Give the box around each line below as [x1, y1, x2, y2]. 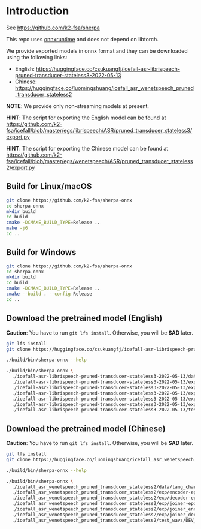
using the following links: [6, 53, 68, 61]
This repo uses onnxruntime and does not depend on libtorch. [6, 35, 159, 43]
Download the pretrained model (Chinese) [6, 423, 166, 434]
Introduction [6, 4, 69, 18]
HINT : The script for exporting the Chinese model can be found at [6, 145, 169, 152]
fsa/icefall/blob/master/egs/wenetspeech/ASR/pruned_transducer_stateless [6, 157, 193, 164]
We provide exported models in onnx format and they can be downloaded [6, 47, 188, 55]
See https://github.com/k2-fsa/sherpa [6, 24, 100, 31]
